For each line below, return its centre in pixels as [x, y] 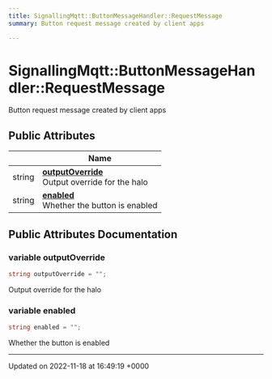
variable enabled [42, 310]
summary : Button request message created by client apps [106, 23]
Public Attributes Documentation [93, 234]
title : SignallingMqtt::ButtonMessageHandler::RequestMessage [115, 16]
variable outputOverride [57, 258]
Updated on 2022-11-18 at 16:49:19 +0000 [79, 366]
